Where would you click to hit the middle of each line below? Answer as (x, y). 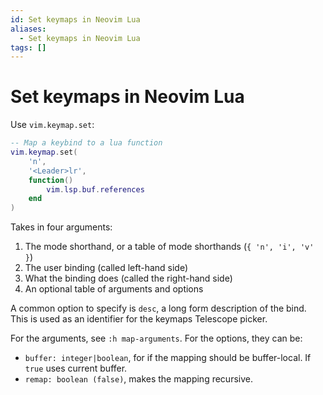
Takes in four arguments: (61, 227)
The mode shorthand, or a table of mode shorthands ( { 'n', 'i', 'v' (169, 247)
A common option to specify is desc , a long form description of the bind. (158, 308)
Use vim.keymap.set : (52, 125)
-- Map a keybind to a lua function (86, 143)
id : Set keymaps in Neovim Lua (75, 19)
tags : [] (28, 47)
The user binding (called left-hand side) (106, 268)
